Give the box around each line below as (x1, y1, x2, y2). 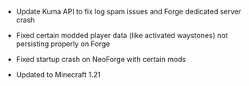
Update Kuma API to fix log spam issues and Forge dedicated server (15, 7, 242, 16)
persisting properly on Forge (15, 39, 110, 49)
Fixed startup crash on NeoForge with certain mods (15, 55, 187, 64)
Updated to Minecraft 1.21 (15, 70, 101, 79)
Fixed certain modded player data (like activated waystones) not (15, 31, 228, 40)
